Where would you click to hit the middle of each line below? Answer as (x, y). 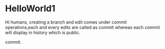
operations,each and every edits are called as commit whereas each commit (82, 27)
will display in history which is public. (43, 32)
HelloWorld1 (30, 9)
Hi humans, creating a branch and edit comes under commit (66, 22)
